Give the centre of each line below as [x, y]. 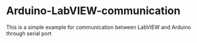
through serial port [29, 33]
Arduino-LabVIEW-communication [93, 11]
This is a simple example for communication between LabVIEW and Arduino [99, 27]
